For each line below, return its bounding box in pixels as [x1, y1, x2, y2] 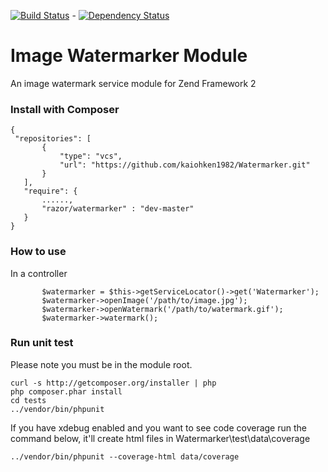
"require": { [23, 186, 78, 197]
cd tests [10, 395, 47, 405]
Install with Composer [10, 102, 120, 116]
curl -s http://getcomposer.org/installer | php [10, 378, 217, 388]
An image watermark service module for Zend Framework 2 [10, 77, 257, 89]
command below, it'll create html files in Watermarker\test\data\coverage [10, 432, 311, 444]
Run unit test [10, 336, 74, 350]
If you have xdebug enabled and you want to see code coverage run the [10, 421, 307, 434]
